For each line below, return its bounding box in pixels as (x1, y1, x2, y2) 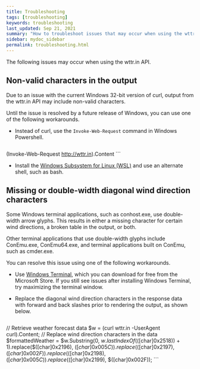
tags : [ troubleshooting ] (6, 14, 68, 20)
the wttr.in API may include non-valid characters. (6, 98, 126, 105)
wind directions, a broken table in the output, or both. (6, 223, 137, 230)
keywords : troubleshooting (6, 20, 73, 26)
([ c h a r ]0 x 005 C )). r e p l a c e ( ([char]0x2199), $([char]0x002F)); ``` (6, 356, 159, 363)
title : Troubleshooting (6, 8, 65, 15)
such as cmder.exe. (6, 247, 54, 255)
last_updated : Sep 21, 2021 (6, 25, 76, 32)
